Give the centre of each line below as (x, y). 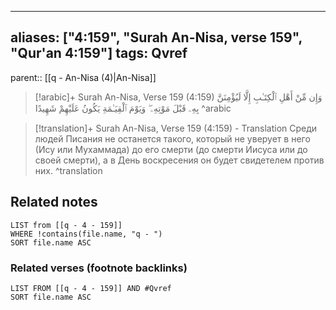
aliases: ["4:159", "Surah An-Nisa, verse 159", (156, 37)
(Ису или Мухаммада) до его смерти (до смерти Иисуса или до (171, 149)
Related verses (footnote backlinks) (99, 268)
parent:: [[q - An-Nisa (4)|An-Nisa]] (83, 77)
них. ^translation (68, 170)
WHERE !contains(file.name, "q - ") (86, 234)
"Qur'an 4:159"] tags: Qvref (99, 53)
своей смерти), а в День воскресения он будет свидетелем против (179, 160)
